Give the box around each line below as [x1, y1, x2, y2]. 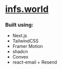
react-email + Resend [12, 59, 57, 65]
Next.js [12, 32, 27, 38]
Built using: [5, 21, 33, 28]
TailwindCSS [12, 38, 39, 44]
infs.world [5, 3, 49, 15]
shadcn [12, 48, 28, 54]
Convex [12, 54, 28, 60]
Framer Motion [12, 43, 43, 49]
